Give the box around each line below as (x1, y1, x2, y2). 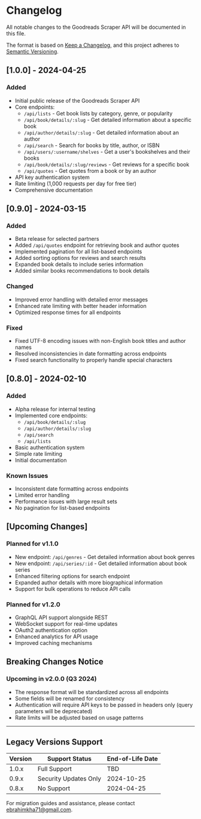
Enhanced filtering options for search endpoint (14, 572, 130, 579)
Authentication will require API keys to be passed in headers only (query (14, 701, 193, 709)
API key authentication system (14, 174, 90, 181)
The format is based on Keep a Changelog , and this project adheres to (6, 41, 179, 49)
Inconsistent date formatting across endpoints (14, 485, 129, 492)
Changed (6, 282, 34, 291)
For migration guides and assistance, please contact (6, 800, 135, 807)
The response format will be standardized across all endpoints (14, 688, 169, 695)
